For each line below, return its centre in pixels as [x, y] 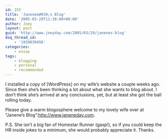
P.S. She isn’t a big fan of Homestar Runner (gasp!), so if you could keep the [84, 125]
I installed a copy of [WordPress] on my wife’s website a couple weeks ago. [83, 84]
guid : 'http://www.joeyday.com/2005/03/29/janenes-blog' [66, 33]
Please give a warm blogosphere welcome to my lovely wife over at [74, 110]
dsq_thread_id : [21, 38]
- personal [25, 65]
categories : [17, 47]
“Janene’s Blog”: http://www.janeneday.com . [50, 115]
